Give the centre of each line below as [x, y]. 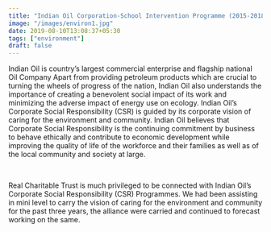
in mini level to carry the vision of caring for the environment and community [135, 203]
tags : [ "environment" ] [46, 38]
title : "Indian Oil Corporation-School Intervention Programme [117, 16]
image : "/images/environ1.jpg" [61, 23]
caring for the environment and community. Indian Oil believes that [119, 120]
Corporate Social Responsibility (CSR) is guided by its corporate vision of [130, 112]
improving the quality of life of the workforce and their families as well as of [134, 146]
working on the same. [44, 220]
